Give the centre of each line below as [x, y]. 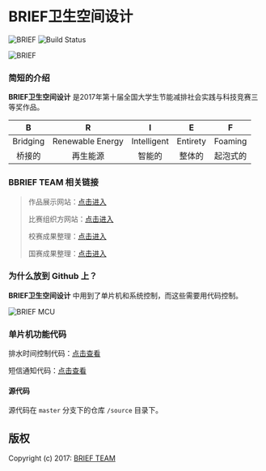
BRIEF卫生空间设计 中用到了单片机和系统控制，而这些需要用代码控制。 [126, 295]
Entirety [191, 141]
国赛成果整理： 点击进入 [67, 253]
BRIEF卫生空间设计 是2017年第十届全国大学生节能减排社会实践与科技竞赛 [130, 97]
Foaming [230, 141]
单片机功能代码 [38, 334]
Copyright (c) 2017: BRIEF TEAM [62, 458]
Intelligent [150, 141]
